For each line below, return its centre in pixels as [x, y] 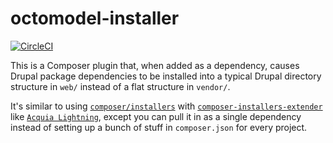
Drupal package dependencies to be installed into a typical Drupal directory [166, 76]
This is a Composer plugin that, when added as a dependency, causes [155, 65]
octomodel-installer [95, 18]
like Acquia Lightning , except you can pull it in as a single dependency [156, 116]
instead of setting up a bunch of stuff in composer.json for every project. [159, 127]
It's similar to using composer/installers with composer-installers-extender [166, 106]
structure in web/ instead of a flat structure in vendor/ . [120, 86]
